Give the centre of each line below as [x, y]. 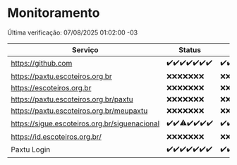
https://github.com [42, 63]
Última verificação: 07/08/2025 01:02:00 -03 [73, 32]
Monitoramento [54, 13]
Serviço [85, 49]
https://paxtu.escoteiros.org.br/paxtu [72, 99]
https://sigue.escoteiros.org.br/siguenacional [85, 123]
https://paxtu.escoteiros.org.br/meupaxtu [79, 111]
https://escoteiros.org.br [51, 87]
